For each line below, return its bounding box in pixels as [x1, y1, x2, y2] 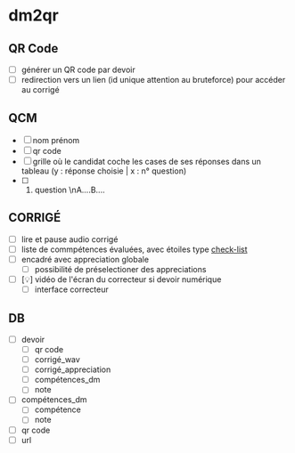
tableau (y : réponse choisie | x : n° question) [20, 166, 187, 176]
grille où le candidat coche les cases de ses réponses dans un [32, 156, 262, 166]
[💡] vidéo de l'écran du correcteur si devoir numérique [20, 274, 222, 285]
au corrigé [20, 85, 60, 95]
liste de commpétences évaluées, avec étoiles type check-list [20, 244, 248, 255]
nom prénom [32, 134, 80, 145]
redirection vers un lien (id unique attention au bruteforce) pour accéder [20, 75, 286, 85]
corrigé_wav [34, 354, 81, 365]
